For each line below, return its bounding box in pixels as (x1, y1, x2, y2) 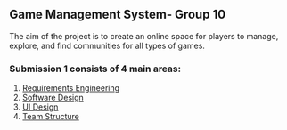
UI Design (21, 102, 59, 112)
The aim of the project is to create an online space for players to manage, (9, 30, 279, 41)
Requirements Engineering (21, 83, 120, 93)
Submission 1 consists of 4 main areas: (9, 62, 181, 75)
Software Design (21, 93, 85, 103)
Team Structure (21, 111, 80, 122)
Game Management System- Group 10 (9, 7, 226, 22)
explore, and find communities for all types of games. (9, 40, 205, 51)
